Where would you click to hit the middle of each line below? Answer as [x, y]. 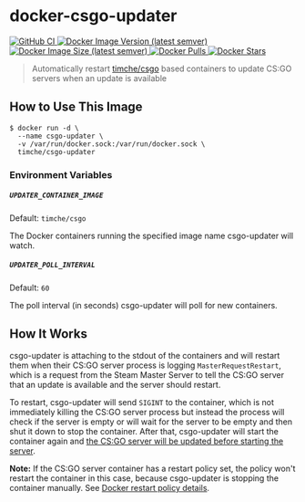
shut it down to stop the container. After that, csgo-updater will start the [144, 432]
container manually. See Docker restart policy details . [110, 488]
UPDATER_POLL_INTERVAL [52, 266]
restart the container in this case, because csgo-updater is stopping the [144, 478]
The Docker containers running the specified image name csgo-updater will [152, 235]
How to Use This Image [76, 107]
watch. [22, 245]
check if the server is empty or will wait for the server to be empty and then [151, 422]
